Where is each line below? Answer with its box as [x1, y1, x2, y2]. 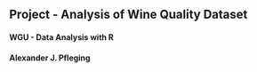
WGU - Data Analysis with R [9, 31, 114, 43]
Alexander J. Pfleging [9, 52, 91, 63]
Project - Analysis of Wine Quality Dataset [9, 7, 248, 22]
